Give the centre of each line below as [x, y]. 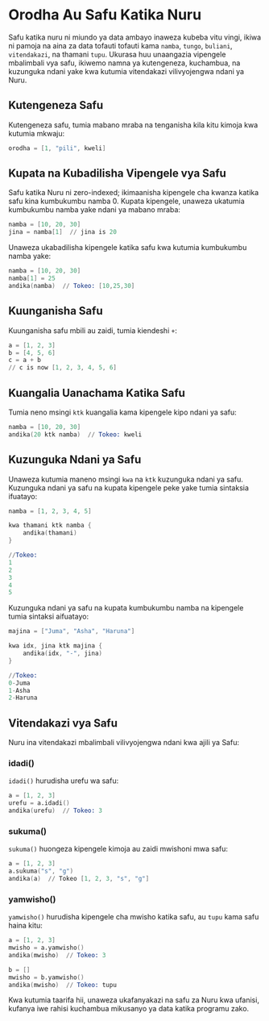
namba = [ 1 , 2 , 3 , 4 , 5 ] [50, 511]
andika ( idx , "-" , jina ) [63, 653]
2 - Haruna [23, 698]
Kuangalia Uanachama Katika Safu [97, 393]
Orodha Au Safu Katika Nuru [105, 15]
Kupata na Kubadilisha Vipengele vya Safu [118, 174]
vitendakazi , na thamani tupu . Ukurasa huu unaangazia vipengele [117, 54]
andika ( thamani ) [50, 533]
